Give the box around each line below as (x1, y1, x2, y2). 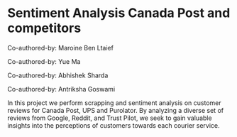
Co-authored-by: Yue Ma (7, 57, 81, 65)
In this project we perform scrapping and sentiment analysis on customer (7, 98, 221, 107)
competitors (7, 20, 82, 36)
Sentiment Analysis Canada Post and (7, 5, 231, 21)
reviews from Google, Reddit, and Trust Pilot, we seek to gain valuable (7, 114, 212, 122)
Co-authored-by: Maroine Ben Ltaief (7, 43, 114, 52)
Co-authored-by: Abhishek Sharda (7, 71, 109, 80)
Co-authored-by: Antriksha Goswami (7, 84, 116, 93)
